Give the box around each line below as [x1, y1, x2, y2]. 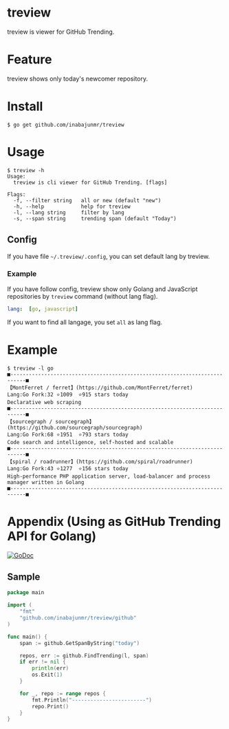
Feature [7, 52, 52, 67]
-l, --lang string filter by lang [13, 209, 125, 216]
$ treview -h [7, 167, 45, 173]
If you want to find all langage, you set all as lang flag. [7, 318, 163, 326]
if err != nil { [19, 659, 67, 666]
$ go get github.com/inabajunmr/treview [7, 121, 125, 128]
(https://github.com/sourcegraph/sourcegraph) [7, 424, 143, 431]
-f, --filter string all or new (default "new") [13, 197, 162, 204]
